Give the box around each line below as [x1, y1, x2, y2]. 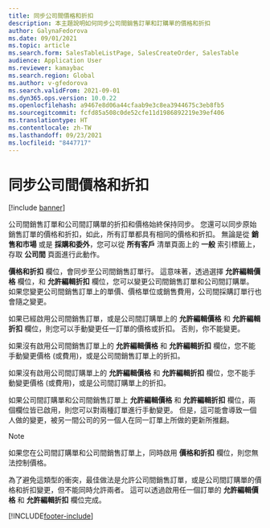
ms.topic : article [8, 42, 70, 50]
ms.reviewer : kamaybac [8, 64, 84, 72]
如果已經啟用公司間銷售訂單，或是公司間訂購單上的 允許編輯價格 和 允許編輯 [8, 314, 261, 324]
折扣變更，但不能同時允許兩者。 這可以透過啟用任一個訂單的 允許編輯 [22, 485, 252, 495]
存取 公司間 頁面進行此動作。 [8, 250, 104, 260]
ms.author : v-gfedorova [8, 79, 88, 87]
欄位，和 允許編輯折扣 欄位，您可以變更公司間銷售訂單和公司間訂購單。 [17, 276, 254, 286]
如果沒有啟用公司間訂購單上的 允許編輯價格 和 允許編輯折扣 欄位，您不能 [8, 368, 249, 378]
